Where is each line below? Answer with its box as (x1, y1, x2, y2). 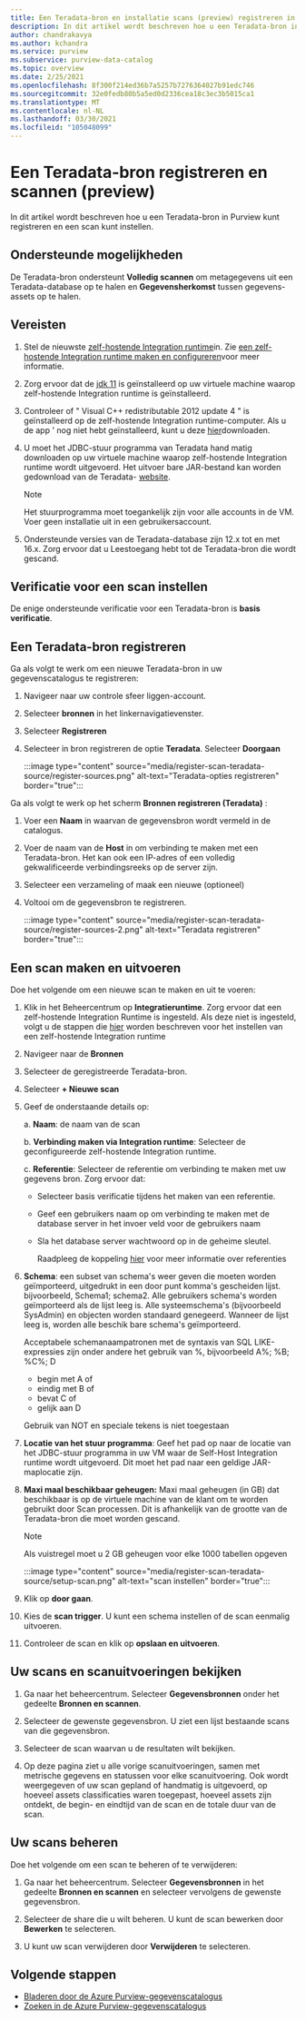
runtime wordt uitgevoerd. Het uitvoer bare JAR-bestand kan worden (23, 461, 281, 472)
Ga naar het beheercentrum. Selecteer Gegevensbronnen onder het (23, 1688, 280, 1699)
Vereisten (10, 317, 66, 332)
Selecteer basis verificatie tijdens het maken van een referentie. (36, 1191, 276, 1201)
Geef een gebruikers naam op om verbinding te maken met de (36, 1208, 271, 1219)
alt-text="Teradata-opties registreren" (136, 771, 280, 782)
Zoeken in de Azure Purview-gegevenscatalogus (23, 2001, 207, 2012)
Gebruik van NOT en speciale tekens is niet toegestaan (23, 1420, 230, 1431)
